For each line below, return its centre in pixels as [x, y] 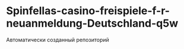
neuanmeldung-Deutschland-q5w [92, 23]
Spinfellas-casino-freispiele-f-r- [88, 11]
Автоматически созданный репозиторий [58, 40]
